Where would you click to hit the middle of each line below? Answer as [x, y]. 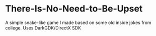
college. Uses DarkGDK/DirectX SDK [43, 27]
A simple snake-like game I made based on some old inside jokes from [79, 22]
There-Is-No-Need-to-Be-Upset [74, 9]
